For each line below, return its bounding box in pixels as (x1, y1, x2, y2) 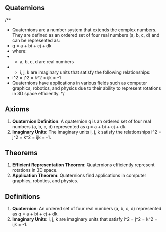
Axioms (5, 105, 30, 114)
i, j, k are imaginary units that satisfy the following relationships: (19, 69, 151, 75)
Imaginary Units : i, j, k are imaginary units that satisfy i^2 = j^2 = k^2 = (12, 216, 158, 222)
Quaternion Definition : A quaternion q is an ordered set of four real (12, 118, 151, 124)
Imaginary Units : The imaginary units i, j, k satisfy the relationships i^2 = (12, 129, 162, 135)
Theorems (5, 149, 38, 157)
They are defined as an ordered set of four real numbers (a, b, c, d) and (12, 32, 160, 38)
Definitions (5, 192, 40, 201)
